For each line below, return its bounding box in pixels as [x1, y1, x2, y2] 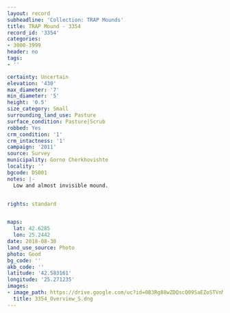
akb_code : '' [7, 264, 44, 270]
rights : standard [7, 200, 57, 207]
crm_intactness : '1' [7, 137, 66, 144]
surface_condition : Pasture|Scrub [7, 118, 106, 125]
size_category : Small [7, 106, 69, 113]
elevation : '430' [7, 80, 57, 86]
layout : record [7, 10, 51, 17]
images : [7, 283, 29, 290]
